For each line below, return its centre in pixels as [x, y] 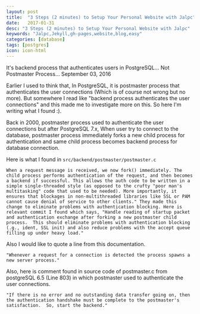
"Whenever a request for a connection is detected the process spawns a [98, 255]
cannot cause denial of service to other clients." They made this [92, 201]
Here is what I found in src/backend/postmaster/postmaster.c [81, 159]
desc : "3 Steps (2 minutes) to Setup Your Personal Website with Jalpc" [98, 28]
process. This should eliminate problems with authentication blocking [98, 222]
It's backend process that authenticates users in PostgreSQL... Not [88, 67]
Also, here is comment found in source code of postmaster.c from [87, 271]
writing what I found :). [34, 110]
